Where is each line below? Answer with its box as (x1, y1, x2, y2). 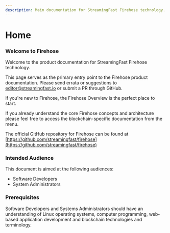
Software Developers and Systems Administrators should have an (5, 206, 143, 212)
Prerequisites (5, 194, 39, 201)
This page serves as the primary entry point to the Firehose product (5, 74, 148, 80)
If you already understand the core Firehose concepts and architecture (5, 110, 154, 116)
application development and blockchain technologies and (19, 216, 142, 222)
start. (5, 100, 17, 107)
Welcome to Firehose (5, 47, 59, 54)
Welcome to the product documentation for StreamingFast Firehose (5, 59, 147, 65)
